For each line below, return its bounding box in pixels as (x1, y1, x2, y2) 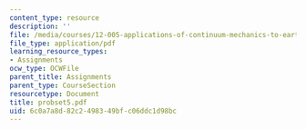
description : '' (9, 22, 71, 31)
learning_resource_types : (9, 47, 107, 56)
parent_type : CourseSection (9, 81, 117, 90)
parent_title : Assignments (9, 73, 112, 82)
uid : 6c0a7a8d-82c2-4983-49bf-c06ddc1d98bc (9, 106, 178, 115)
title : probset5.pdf (9, 97, 88, 107)
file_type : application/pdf (9, 38, 117, 48)
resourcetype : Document (9, 89, 100, 98)
